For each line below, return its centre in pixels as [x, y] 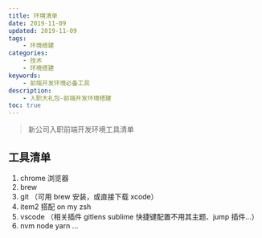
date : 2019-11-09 [37, 23]
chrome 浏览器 [44, 178]
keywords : [25, 76]
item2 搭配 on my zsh [55, 207]
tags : [17, 38]
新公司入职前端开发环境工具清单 [81, 129]
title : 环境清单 [33, 16]
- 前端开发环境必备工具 [56, 83]
